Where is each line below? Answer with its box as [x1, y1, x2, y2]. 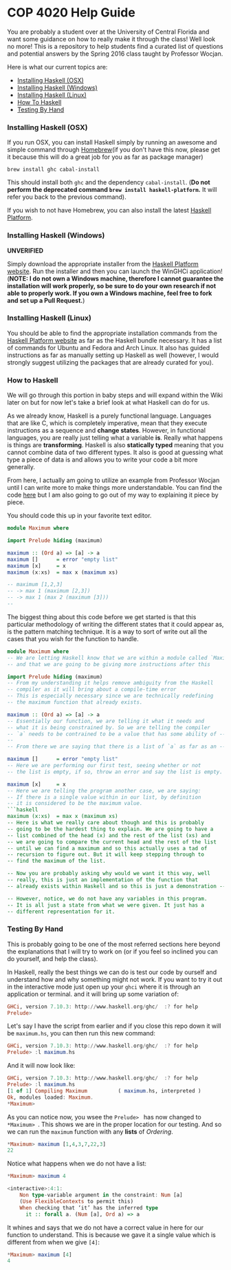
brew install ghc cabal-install [7, 166, 100, 173]
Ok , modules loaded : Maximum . [7, 1094, 94, 1101]
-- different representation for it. [7, 908, 115, 915]
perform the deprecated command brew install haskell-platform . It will [7, 186, 217, 194]
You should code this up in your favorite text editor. [7, 511, 152, 520]
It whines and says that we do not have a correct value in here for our [7, 1223, 204, 1231]
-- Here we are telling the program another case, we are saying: [7, 787, 201, 794]
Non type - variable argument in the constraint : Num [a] [19, 1192, 184, 1198]
